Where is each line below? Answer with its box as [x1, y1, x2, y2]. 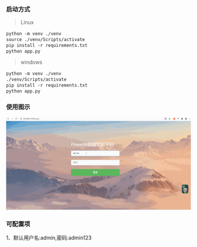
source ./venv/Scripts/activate [6, 37, 85, 43]
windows [20, 59, 43, 66]
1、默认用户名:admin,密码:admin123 [6, 234, 92, 241]
